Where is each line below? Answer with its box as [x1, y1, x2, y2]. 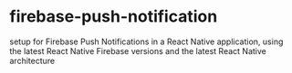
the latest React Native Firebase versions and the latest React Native [9, 45, 266, 56]
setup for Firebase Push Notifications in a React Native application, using [9, 36, 284, 47]
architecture [9, 55, 56, 66]
